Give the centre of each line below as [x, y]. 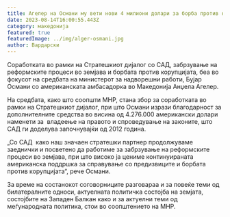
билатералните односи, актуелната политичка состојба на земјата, [105, 192]
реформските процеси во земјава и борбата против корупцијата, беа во [113, 72]
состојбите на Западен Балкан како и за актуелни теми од [92, 199]
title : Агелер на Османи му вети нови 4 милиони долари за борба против [113, 13]
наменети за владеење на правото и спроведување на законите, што [110, 122]
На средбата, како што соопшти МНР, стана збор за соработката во [107, 100]
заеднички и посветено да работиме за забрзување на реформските [108, 149]
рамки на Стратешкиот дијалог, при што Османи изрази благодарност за [114, 107]
